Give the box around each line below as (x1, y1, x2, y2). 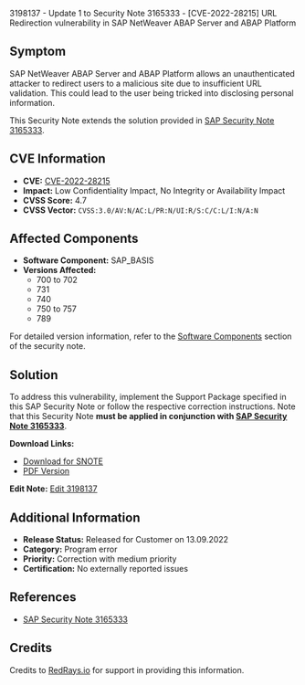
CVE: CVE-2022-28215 (22, 175, 111, 186)
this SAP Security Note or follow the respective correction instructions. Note (9, 401, 296, 412)
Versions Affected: (22, 265, 97, 276)
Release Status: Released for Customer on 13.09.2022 (22, 534, 229, 545)
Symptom (9, 44, 67, 59)
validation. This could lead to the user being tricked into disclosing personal (9, 87, 294, 99)
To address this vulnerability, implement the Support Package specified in (9, 392, 287, 403)
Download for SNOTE (22, 456, 103, 467)
